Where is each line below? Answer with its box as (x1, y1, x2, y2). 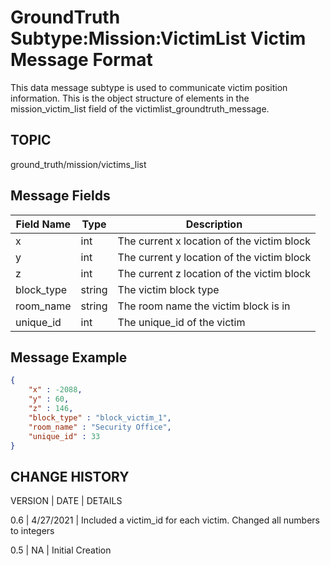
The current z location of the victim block (117, 266, 312, 280)
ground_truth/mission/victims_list (10, 158, 147, 170)
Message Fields (10, 187, 111, 205)
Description (185, 217, 243, 231)
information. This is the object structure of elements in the (10, 92, 250, 104)
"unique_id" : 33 (28, 431, 101, 441)
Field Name (15, 217, 72, 231)
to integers (10, 525, 55, 537)
